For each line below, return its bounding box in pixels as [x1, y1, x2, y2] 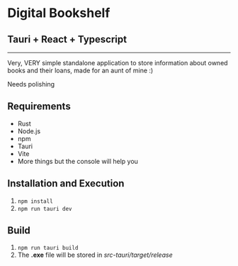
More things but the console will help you [17, 157, 138, 165]
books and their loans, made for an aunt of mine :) [7, 66, 154, 74]
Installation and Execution [7, 177, 125, 189]
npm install [17, 197, 53, 205]
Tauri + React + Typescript [7, 33, 127, 45]
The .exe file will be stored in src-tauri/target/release [17, 250, 173, 260]
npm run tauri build [17, 245, 79, 252]
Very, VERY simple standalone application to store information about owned [7, 59, 228, 67]
